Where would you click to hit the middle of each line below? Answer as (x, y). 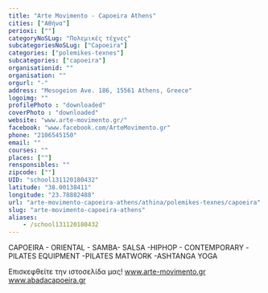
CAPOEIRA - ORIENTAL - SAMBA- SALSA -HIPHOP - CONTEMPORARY (126, 248)
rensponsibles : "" (39, 165)
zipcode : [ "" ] (32, 173)
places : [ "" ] (30, 157)
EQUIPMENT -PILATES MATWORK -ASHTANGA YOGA (128, 256)
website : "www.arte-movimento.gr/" (68, 120)
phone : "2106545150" (43, 135)
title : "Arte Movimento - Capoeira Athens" (82, 16)
